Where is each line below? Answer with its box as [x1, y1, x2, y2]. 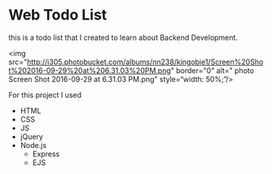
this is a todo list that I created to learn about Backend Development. [8, 33, 239, 42]
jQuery [20, 132, 43, 141]
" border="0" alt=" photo [170, 65, 255, 75]
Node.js [20, 140, 47, 150]
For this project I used [8, 89, 82, 99]
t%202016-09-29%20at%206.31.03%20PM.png [8, 65, 171, 75]
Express [32, 149, 60, 159]
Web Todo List [8, 6, 107, 24]
